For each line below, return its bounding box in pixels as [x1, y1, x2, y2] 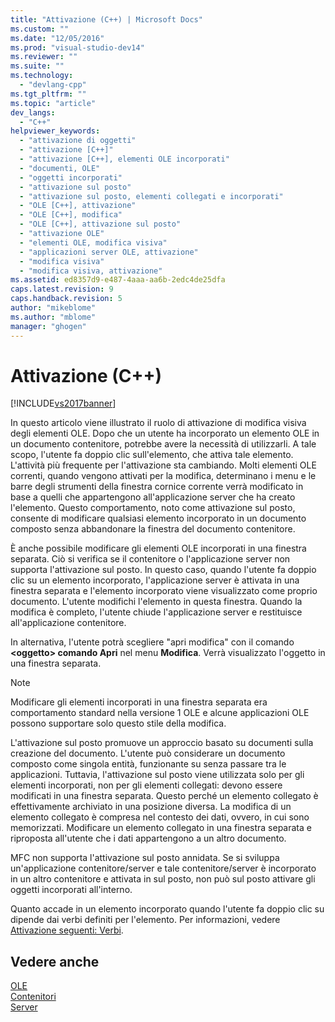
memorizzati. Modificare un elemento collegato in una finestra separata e [10, 822, 312, 834]
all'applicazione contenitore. [10, 617, 127, 629]
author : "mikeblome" [10, 303, 97, 313]
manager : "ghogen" [10, 321, 87, 331]
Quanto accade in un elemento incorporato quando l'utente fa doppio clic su [10, 903, 325, 915]
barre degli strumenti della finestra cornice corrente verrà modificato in [10, 481, 304, 493]
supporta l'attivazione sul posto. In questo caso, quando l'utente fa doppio [10, 564, 317, 576]
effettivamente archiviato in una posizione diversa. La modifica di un [10, 801, 292, 813]
